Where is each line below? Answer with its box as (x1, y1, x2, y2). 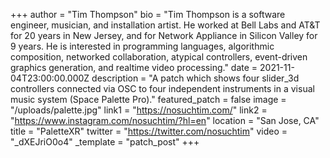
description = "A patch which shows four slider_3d (91, 72, 300, 84)
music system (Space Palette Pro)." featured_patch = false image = (10, 94, 287, 105)
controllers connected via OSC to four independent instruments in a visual (10, 83, 315, 94)
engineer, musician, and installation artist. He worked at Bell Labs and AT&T (10, 19, 321, 31)
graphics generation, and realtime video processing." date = (10, 62, 258, 73)
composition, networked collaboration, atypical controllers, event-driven (10, 51, 308, 63)
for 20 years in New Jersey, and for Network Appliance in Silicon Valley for (10, 30, 318, 41)
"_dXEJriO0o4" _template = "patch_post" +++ (10, 136, 200, 148)
